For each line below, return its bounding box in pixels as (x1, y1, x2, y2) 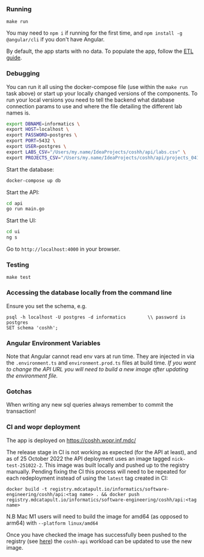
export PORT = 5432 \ (6, 138, 56, 144)
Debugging (6, 69, 40, 78)
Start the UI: (6, 217, 36, 224)
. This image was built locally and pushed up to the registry (41, 461, 189, 469)
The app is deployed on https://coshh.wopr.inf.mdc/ (6, 436, 137, 444)
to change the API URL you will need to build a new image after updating (6, 365, 189, 373)
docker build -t (6, 486, 47, 492)
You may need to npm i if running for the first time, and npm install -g (6, 29, 183, 37)
